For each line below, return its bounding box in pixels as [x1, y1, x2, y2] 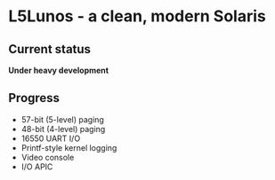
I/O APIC [20, 161, 53, 172]
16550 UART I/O [20, 133, 81, 144]
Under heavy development [8, 65, 109, 75]
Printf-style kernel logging [20, 142, 117, 153]
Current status [8, 42, 91, 57]
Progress [8, 90, 60, 106]
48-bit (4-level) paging [20, 123, 106, 134]
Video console [20, 152, 75, 162]
